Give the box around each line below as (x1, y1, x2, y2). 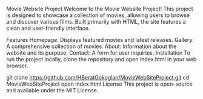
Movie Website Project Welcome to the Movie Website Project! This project (6, 5, 193, 12)
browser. (6, 62, 28, 69)
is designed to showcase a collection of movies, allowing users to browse (6, 12, 190, 19)
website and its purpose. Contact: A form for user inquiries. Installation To (6, 49, 191, 56)
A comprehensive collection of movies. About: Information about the (6, 43, 177, 50)
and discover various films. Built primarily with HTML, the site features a (6, 18, 186, 25)
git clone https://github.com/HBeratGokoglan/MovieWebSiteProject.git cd (6, 74, 190, 81)
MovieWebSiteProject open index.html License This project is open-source (6, 80, 193, 87)
